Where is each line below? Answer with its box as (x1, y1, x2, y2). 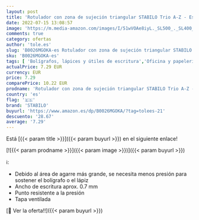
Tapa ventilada (14, 196, 51, 203)
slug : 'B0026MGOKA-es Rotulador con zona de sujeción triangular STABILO (6, 47, 192, 53)
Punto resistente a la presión (14, 189, 85, 196)
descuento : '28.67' (6, 113, 54, 119)
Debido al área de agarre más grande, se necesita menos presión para (14, 170, 187, 178)
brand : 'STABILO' (6, 102, 49, 109)
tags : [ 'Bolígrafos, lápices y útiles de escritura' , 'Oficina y (6, 58, 171, 64)
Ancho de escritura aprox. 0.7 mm (14, 183, 98, 190)
